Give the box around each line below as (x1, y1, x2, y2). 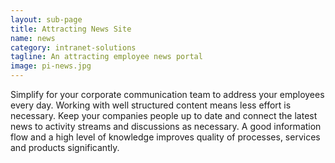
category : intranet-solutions (10, 42, 137, 53)
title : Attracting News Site (10, 24, 132, 34)
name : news (10, 33, 56, 43)
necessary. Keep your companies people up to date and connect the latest (10, 110, 318, 121)
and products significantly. (10, 142, 120, 153)
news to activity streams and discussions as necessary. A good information (10, 121, 322, 132)
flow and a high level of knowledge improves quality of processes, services (10, 131, 321, 143)
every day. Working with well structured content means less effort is (10, 99, 292, 111)
